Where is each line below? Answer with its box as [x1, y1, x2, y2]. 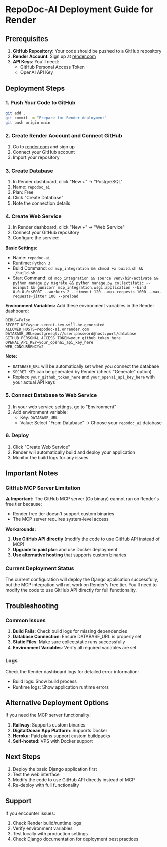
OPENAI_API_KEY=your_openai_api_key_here [5, 340, 94, 345]
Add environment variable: [12, 409, 68, 415]
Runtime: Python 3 [12, 260, 51, 266]
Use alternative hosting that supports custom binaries [12, 552, 126, 558]
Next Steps [5, 752, 41, 761]
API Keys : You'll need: [12, 59, 59, 64]
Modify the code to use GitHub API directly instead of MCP [12, 777, 135, 783]
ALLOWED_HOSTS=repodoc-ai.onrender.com [5, 327, 89, 332]
